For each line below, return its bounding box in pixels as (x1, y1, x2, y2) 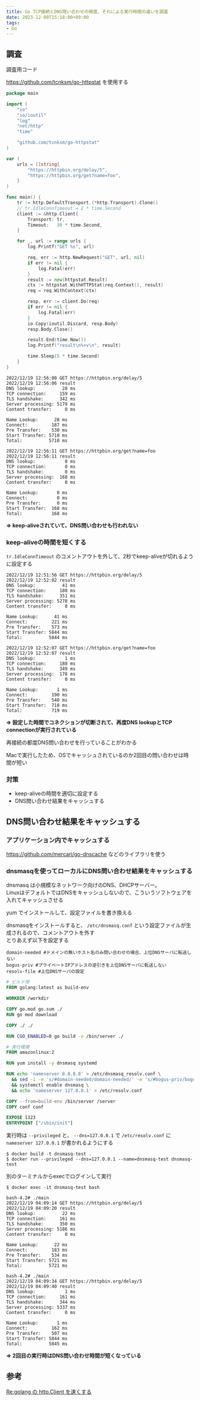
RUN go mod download (6, 1011, 58, 1017)
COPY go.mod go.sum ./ (6, 1006, 62, 1013)
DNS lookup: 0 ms (6, 458, 76, 465)
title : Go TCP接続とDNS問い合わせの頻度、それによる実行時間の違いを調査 (6, 8, 168, 15)
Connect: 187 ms (6, 422, 68, 428)
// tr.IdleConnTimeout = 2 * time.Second (17, 205, 121, 211)
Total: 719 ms (6, 708, 68, 714)
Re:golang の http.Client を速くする (6, 1388, 92, 1395)
